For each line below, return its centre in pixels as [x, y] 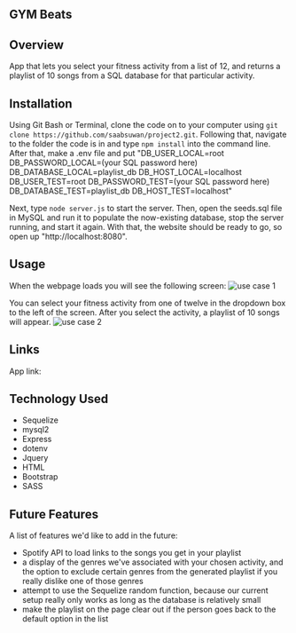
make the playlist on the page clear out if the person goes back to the [149, 609]
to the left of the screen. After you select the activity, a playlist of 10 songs [145, 312]
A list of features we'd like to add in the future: [93, 535]
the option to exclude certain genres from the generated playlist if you [150, 572]
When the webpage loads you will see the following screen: [118, 285]
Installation [41, 103]
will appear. [30, 321]
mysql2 [35, 430]
